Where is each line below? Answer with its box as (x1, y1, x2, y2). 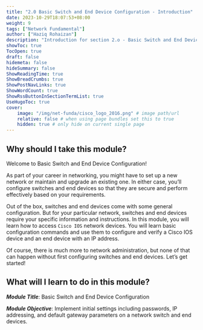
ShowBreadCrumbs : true (6, 76, 63, 82)
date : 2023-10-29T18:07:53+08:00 (6, 15, 91, 21)
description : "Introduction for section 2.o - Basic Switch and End (6, 37, 182, 43)
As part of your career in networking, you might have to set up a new (6, 171, 178, 179)
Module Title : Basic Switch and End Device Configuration (6, 293, 150, 300)
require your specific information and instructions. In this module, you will (6, 216, 189, 223)
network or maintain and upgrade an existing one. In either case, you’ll (6, 178, 182, 185)
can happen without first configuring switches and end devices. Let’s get (6, 252, 188, 260)
